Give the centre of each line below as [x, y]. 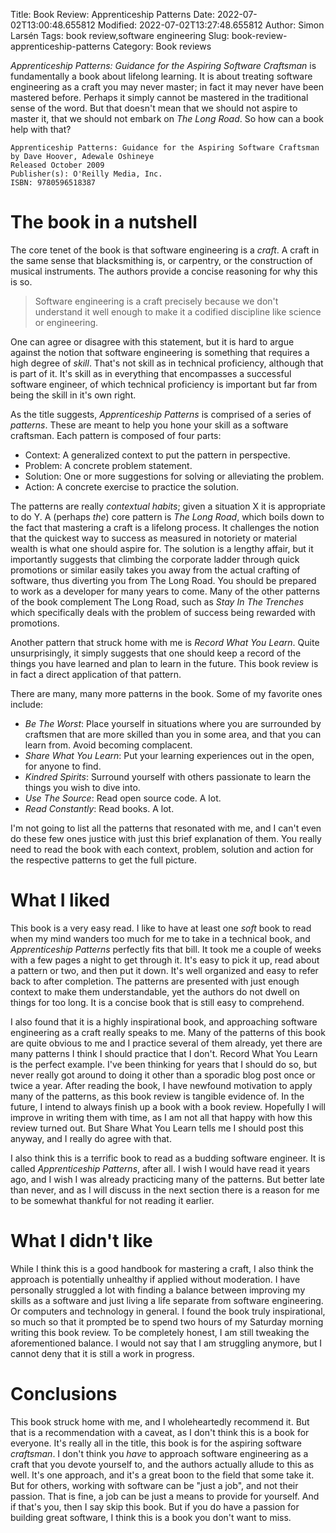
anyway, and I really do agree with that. [91, 1138]
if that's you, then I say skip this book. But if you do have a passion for [155, 1506]
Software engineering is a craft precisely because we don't [156, 301]
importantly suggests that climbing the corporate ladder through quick [155, 559]
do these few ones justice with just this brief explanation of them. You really [166, 838]
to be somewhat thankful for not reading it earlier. [112, 1200]
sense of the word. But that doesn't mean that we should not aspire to [154, 108]
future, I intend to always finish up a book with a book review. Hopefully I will [168, 1106]
